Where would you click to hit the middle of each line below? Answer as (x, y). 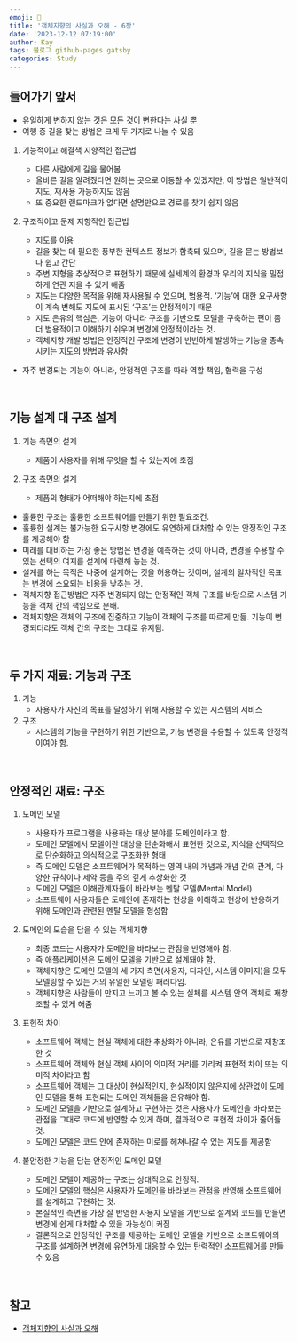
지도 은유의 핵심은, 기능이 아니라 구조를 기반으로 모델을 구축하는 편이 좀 (158, 317)
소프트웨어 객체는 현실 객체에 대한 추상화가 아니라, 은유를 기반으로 (149, 1042)
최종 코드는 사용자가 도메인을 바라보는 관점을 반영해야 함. (133, 948)
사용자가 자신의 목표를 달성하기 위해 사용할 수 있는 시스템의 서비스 (149, 710)
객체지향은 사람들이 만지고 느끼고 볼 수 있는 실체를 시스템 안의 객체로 (153, 993)
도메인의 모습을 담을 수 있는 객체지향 (85, 930)
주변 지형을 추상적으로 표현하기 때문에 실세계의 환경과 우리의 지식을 (151, 273)
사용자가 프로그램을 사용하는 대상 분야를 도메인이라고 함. (133, 833)
